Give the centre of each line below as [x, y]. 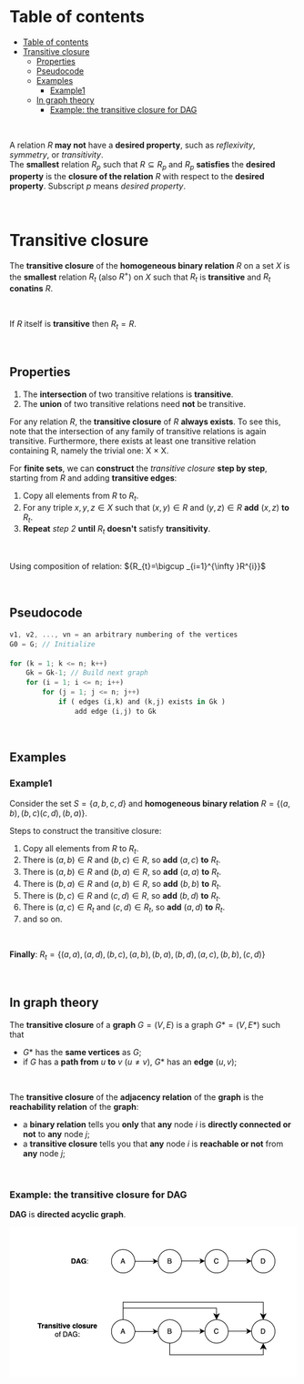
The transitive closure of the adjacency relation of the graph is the [137, 1097]
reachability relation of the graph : [74, 1106]
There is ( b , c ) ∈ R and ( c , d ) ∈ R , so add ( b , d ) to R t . [122, 896]
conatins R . [31, 289]
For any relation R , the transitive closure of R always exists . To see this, [145, 422]
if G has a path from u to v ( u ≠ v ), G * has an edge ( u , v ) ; [130, 1062]
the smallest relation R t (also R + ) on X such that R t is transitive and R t [140, 277]
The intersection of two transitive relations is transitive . [128, 394]
